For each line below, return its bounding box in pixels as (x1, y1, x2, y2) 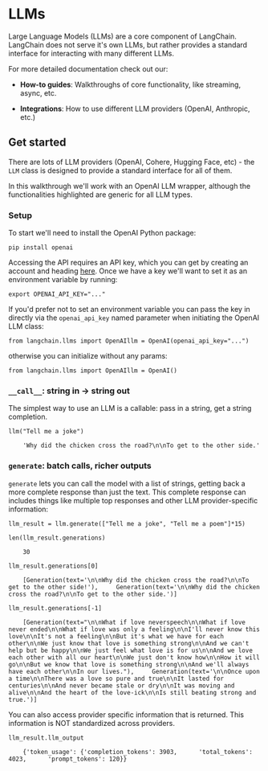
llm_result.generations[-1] (8, 604, 103, 612)
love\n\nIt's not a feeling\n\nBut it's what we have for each (8, 632, 225, 640)
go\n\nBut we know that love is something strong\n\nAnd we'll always (8, 660, 250, 668)
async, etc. (19, 88, 57, 97)
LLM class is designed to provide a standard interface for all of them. (8, 166, 233, 175)
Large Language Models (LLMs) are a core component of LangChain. (8, 31, 237, 41)
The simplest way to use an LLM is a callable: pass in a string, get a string (8, 404, 252, 413)
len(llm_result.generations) (8, 534, 106, 542)
